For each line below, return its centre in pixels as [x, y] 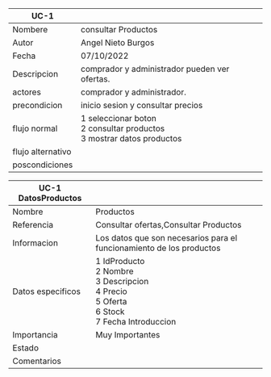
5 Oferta [111, 302]
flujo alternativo [42, 151]
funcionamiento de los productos [158, 248]
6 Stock [110, 312]
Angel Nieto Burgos [117, 42]
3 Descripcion [122, 281]
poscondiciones [43, 165]
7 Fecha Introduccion [136, 322]
